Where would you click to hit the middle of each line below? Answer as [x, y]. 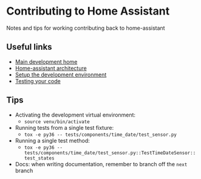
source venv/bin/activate [57, 122]
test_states [39, 158]
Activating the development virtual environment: [75, 115]
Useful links [29, 47]
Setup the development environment [61, 75]
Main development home [46, 61]
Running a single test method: [52, 140]
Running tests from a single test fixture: [64, 127]
